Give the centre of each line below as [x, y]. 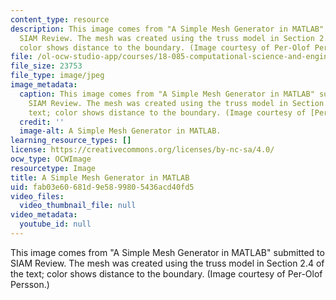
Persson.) [30, 284]
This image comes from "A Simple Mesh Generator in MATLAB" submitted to [167, 252]
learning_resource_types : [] [71, 141]
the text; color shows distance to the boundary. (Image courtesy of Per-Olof [166, 273]
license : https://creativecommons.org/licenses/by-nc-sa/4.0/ [142, 150]
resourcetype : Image [53, 168]
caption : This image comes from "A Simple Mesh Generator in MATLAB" [167, 94]
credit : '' [42, 122]
